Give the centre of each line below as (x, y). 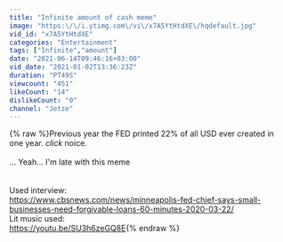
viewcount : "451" (41, 84)
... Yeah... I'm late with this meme (70, 162)
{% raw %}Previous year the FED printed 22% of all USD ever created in (141, 133)
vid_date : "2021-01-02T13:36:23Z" (73, 68)
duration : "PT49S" (43, 76)
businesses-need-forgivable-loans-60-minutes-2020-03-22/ (121, 209)
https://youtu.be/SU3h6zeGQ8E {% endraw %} (95, 229)
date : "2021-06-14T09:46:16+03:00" (75, 59)
